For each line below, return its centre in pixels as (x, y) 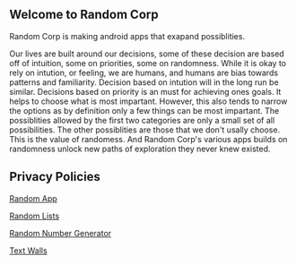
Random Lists (35, 216)
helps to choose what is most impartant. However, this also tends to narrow (148, 101)
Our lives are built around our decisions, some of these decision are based (147, 54)
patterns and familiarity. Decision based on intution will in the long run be (144, 82)
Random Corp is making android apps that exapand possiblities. (127, 36)
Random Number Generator (61, 233)
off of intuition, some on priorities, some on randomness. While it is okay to (148, 63)
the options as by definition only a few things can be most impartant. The (144, 110)
